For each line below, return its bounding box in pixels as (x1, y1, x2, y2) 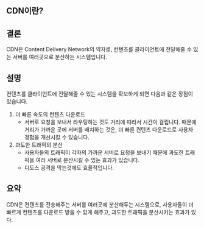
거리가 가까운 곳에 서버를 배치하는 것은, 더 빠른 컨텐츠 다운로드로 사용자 (24, 126, 194, 133)
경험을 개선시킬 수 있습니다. (24, 133, 90, 141)
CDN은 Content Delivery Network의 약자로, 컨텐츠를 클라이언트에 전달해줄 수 (6, 46, 192, 53)
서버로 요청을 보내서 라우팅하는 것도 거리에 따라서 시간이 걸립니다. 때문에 (24, 118, 197, 126)
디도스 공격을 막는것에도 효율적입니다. (24, 164, 114, 172)
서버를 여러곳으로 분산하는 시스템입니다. (12, 54, 108, 61)
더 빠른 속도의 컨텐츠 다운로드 (15, 111, 85, 118)
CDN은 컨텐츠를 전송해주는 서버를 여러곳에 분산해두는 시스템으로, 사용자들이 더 (6, 200, 194, 208)
